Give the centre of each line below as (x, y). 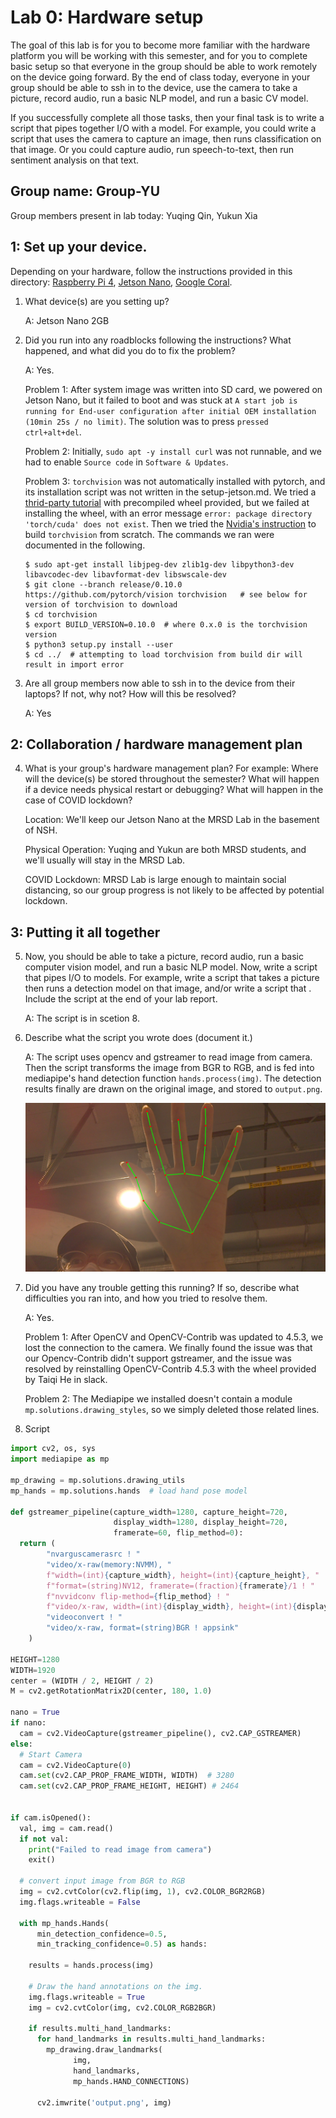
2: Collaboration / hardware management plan (156, 744)
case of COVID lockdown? (78, 800)
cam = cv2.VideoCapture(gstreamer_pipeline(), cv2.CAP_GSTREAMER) (160, 1733)
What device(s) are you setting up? (97, 301)
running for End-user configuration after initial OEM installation (170, 411)
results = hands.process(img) (91, 1966)
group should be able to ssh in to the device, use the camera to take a (154, 87)
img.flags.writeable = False (80, 1902)
